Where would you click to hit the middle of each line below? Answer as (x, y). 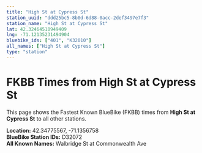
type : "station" (27, 52)
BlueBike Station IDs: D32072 (44, 137)
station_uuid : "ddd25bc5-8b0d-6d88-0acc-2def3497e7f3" (78, 18)
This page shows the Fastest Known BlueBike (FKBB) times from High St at (101, 112)
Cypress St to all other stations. (47, 118)
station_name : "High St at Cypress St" (57, 23)
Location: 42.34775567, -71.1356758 (53, 130)
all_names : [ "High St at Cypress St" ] (56, 47)
